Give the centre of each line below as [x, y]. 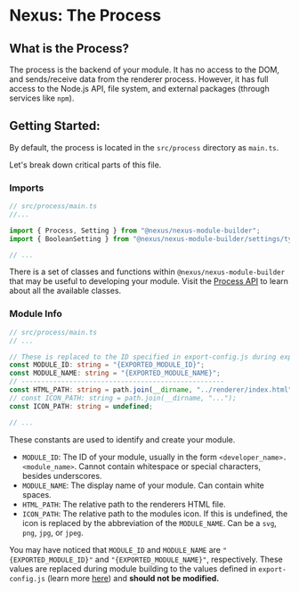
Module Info [36, 314]
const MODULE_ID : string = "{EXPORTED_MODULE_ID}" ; [107, 365]
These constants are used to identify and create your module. [122, 439]
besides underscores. [62, 475]
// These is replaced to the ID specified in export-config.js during [143, 357]
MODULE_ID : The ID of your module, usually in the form [120, 457]
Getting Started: [55, 126]
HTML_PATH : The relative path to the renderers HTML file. [124, 504]
